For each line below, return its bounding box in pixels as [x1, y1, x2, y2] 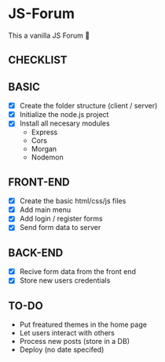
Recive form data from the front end [19, 267, 136, 276]
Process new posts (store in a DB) [19, 337, 130, 346]
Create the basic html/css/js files [19, 196, 126, 206]
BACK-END [8, 246, 64, 259]
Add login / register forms [19, 214, 104, 224]
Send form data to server [19, 223, 101, 232]
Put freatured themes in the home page [19, 320, 148, 330]
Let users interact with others [19, 328, 115, 338]
